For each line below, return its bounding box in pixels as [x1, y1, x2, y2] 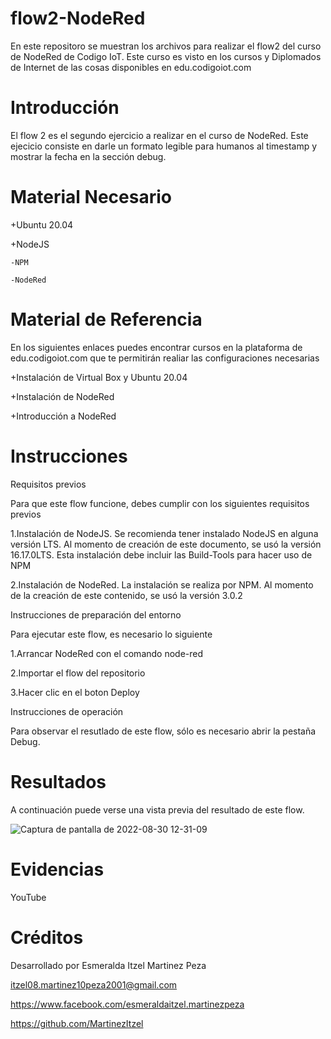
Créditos [10, 926, 84, 949]
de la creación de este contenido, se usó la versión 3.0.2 [10, 589, 243, 601]
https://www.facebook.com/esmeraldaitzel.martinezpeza [10, 998, 245, 1010]
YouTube [10, 891, 47, 903]
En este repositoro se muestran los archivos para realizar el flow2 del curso [10, 40, 322, 52]
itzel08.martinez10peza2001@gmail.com [10, 978, 178, 991]
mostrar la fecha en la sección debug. [10, 150, 167, 162]
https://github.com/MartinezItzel [10, 1017, 144, 1029]
